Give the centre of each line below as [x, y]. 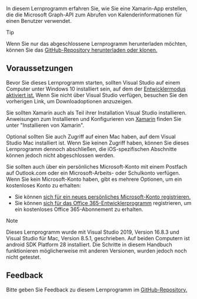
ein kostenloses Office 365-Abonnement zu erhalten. [79, 209]
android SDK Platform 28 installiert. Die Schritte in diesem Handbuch [89, 244]
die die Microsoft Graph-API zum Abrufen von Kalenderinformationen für [94, 15]
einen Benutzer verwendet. [39, 21]
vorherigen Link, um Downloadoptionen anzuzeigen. [69, 101]
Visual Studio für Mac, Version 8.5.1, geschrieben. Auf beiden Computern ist [98, 238]
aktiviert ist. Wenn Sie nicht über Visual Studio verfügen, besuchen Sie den [97, 95]
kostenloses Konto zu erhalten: [44, 185]
